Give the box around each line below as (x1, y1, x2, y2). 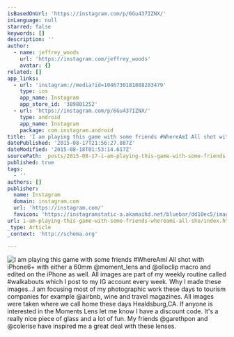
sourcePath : (7, 152, 42, 160)
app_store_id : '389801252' (19, 101, 98, 108)
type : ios (19, 88, 49, 95)
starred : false (7, 23, 52, 30)
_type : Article (7, 224, 52, 230)
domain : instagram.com (13, 198, 79, 205)
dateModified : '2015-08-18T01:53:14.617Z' (7, 146, 132, 153)
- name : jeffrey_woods (13, 49, 79, 56)
